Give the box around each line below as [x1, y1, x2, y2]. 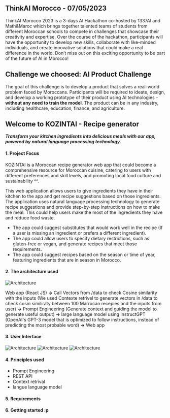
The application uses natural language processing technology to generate [5, 198, 160, 205]
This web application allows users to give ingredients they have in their [5, 187, 153, 194]
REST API [12, 373, 33, 379]
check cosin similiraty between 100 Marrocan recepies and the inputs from [5, 300, 162, 306]
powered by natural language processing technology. [5, 139, 122, 145]
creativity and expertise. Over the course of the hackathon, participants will [5, 34, 163, 40]
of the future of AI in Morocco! [5, 55, 69, 61]
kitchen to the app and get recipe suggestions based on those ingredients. [5, 193, 161, 199]
